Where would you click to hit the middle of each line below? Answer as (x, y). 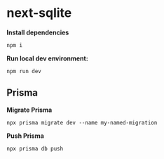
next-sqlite (39, 13)
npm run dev (24, 71)
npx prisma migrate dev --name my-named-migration (82, 122)
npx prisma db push (35, 148)
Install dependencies (38, 32)
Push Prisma (26, 136)
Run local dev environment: (47, 58)
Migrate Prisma (29, 110)
